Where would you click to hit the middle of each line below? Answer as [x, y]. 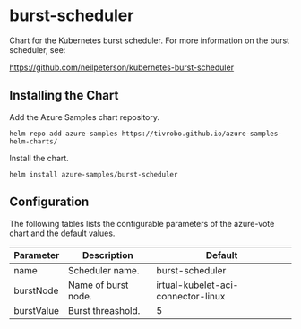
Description [107, 255]
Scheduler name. [103, 270]
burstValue [37, 310]
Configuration [49, 202]
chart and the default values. [62, 233]
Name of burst [98, 285]
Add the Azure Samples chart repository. [84, 117]
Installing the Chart [64, 95]
